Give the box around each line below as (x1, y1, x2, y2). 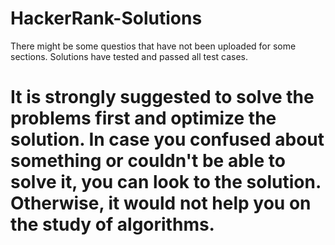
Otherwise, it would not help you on (10, 192, 312, 215)
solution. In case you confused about (10, 128, 325, 151)
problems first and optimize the (10, 107, 277, 130)
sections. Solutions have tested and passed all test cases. (10, 50, 249, 62)
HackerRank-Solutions (10, 7, 203, 30)
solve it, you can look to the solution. (10, 171, 322, 194)
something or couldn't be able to (10, 150, 286, 172)
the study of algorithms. (10, 213, 215, 236)
